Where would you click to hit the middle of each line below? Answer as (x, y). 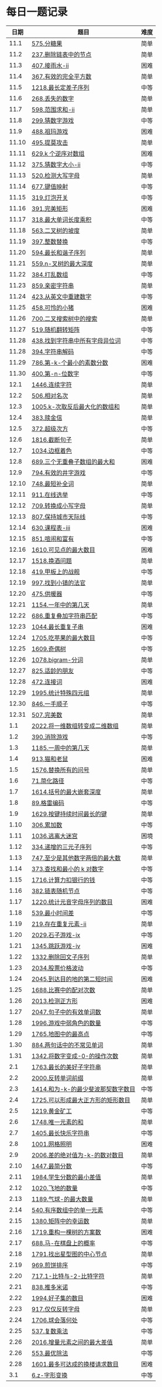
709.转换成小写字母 (58, 505)
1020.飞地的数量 (54, 1188)
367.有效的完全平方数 (61, 76)
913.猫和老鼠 (50, 759)
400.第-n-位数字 (55, 373)
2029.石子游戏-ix (56, 935)
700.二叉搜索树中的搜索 (64, 319)
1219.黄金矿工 (51, 1111)
